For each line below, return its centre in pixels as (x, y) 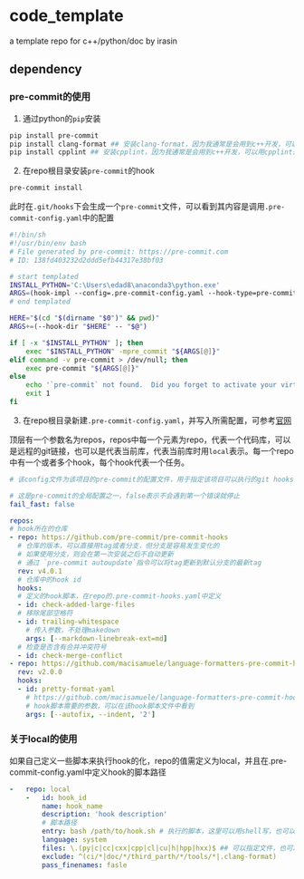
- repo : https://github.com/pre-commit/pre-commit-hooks (119, 537)
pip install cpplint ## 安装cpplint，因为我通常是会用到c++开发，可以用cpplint (151, 152)
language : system (74, 840)
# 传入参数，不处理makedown (73, 630)
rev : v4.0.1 (40, 571)
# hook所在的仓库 (38, 529)
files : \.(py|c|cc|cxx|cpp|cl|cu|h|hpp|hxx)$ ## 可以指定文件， (161, 848)
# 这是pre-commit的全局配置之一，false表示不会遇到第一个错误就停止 (125, 496)
